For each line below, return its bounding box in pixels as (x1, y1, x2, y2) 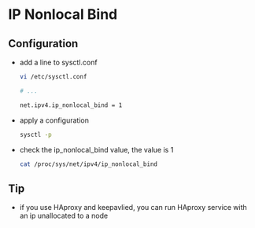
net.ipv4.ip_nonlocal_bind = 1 (19, 101, 123, 109)
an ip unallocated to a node (19, 211, 109, 221)
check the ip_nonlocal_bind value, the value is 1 (19, 145, 174, 154)
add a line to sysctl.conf (19, 57, 98, 67)
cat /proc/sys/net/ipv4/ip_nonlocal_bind (19, 160, 157, 168)
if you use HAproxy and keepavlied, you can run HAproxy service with (19, 203, 248, 212)
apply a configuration (19, 116, 89, 125)
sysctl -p (19, 131, 53, 138)
